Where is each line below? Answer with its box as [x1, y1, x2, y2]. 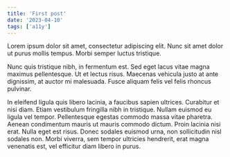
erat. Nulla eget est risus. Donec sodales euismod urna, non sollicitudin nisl [7, 127, 222, 136]
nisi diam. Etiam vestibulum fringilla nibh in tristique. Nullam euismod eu [7, 105, 212, 114]
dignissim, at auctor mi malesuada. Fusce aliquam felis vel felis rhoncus [7, 77, 211, 86]
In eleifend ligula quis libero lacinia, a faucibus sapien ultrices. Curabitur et [7, 98, 220, 107]
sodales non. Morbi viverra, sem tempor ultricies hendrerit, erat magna [7, 135, 209, 143]
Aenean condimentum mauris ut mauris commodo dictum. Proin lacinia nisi [7, 120, 221, 129]
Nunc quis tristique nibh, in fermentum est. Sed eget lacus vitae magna [7, 63, 210, 71]
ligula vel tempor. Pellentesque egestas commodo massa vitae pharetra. [7, 113, 213, 121]
